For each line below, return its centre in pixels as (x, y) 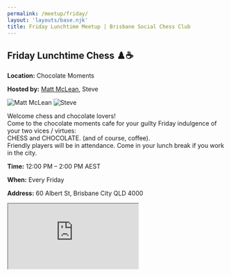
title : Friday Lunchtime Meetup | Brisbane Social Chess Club (99, 26)
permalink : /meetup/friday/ (48, 14)
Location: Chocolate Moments (51, 76)
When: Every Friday (36, 180)
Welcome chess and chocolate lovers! (62, 116)
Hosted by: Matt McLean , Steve (53, 89)
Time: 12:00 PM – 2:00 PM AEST (54, 167)
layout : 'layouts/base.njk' (48, 20)
